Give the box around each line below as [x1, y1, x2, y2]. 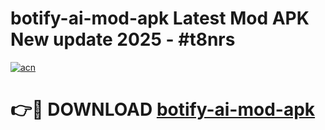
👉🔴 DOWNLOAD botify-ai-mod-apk [10, 98, 316, 121]
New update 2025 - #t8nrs [10, 28, 236, 51]
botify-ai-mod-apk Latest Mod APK [10, 7, 310, 30]
